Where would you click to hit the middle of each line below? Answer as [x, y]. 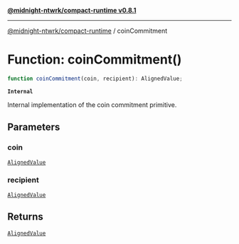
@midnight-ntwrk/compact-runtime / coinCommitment [87, 31]
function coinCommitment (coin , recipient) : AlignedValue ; [95, 78]
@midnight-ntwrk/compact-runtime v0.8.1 [72, 10]
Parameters [34, 127]
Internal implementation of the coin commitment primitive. [92, 105]
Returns [26, 217]
